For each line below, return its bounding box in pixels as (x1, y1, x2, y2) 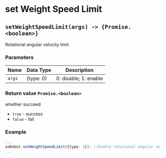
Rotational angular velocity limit (5, 42, 69, 48)
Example (5, 128, 27, 135)
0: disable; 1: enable (56, 75, 103, 82)
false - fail (12, 116, 35, 122)
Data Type (26, 67, 51, 74)
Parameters (5, 53, 34, 60)
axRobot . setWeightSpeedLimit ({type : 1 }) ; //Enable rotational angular (5, 144, 154, 149)
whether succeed (5, 101, 41, 107)
